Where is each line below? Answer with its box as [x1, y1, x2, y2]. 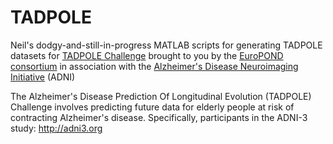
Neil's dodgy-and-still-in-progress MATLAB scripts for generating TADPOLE [10, 39, 323, 51]
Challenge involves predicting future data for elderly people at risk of [10, 101, 295, 113]
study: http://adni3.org [10, 122, 103, 134]
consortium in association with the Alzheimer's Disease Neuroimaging [10, 60, 299, 72]
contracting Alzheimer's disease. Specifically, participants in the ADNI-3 [10, 111, 308, 123]
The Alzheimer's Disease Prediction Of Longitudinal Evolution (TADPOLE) [10, 90, 312, 102]
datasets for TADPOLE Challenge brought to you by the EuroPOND [10, 49, 284, 61]
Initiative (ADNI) [10, 71, 76, 83]
